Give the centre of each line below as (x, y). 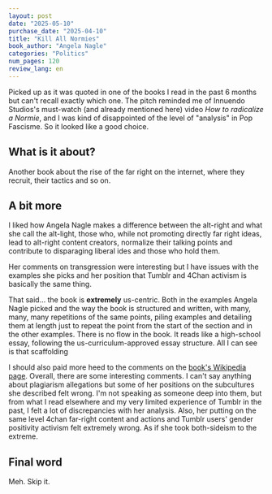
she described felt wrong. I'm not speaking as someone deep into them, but (135, 393)
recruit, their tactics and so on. (60, 180)
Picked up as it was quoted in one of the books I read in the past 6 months (133, 92)
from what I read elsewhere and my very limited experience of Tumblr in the (135, 402)
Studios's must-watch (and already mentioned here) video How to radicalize (136, 109)
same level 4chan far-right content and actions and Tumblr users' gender (131, 419)
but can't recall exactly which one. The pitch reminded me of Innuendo (127, 100)
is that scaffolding (39, 352)
